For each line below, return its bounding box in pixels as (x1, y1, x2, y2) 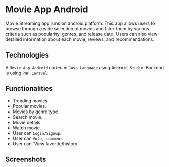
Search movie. (12, 114, 43, 120)
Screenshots (5, 155, 46, 163)
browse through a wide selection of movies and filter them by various (5, 25, 150, 31)
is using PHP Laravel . (5, 70, 49, 76)
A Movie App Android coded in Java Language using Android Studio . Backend (5, 64, 164, 70)
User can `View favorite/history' (12, 140, 79, 147)
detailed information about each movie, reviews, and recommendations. (5, 36, 155, 42)
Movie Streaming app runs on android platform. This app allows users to (5, 20, 155, 26)
